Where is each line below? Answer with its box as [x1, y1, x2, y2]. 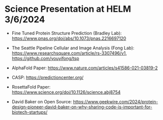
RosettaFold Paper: [11, 84, 51, 90]
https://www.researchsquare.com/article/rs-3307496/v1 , [11, 50, 127, 56]
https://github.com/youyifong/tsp [11, 55, 79, 61]
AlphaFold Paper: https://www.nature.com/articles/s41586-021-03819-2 [11, 65, 158, 71]
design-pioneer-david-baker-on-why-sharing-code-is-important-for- [11, 104, 153, 110]
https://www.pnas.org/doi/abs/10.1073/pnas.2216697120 [11, 35, 127, 41]
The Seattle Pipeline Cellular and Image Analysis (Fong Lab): [11, 45, 134, 51]
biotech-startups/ [11, 109, 48, 115]
